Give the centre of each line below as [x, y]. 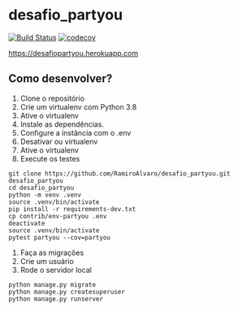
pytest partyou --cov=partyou [60, 237]
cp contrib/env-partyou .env [58, 216]
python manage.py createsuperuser [67, 292]
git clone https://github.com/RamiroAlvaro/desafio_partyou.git [119, 173]
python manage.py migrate [52, 285]
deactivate [27, 223]
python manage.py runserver [56, 299]
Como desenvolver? [61, 79]
